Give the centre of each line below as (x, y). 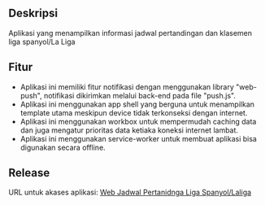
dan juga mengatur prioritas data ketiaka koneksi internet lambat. (129, 130)
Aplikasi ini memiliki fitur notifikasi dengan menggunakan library (127, 87)
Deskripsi (33, 13)
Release (29, 173)
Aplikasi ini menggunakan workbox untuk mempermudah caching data (138, 121)
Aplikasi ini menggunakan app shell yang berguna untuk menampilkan (137, 104)
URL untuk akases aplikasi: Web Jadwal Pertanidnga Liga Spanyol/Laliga (130, 192)
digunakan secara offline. (63, 147)
